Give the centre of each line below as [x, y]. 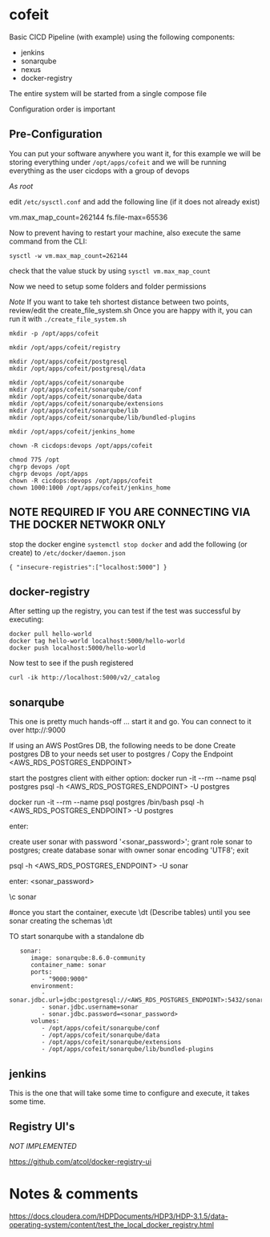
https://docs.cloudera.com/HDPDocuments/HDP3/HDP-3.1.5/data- [119, 1216]
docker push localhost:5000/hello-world [78, 648]
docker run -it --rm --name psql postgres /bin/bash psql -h [107, 802]
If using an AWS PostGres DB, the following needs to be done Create [122, 746]
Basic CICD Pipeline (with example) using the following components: [122, 37]
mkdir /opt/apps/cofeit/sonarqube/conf [76, 389]
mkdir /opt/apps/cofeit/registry [65, 347]
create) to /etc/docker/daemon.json [68, 552]
